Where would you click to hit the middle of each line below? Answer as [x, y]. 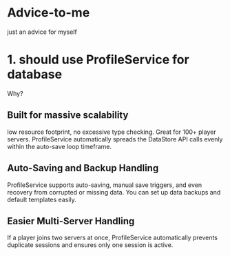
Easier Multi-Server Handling [71, 221]
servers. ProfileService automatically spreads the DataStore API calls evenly [115, 139]
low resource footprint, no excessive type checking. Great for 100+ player [112, 132]
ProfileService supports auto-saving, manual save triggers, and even [105, 185]
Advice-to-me [49, 13]
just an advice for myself [42, 32]
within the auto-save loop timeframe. [60, 146]
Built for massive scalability [68, 115]
